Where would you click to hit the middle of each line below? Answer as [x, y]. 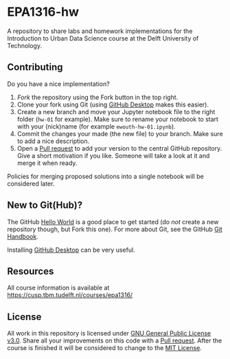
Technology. [25, 45]
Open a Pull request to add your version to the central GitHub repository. [119, 148]
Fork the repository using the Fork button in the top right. [97, 97]
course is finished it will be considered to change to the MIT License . [105, 348]
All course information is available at [58, 288]
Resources [31, 271]
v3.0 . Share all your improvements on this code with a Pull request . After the [115, 340]
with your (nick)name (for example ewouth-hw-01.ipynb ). [96, 126]
